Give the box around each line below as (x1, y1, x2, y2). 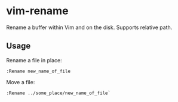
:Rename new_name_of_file (6, 68, 70, 74)
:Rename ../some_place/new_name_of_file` (6, 90, 111, 96)
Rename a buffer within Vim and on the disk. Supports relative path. (6, 24, 173, 31)
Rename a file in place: (6, 56, 62, 63)
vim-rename (6, 4, 69, 18)
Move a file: (6, 78, 35, 85)
